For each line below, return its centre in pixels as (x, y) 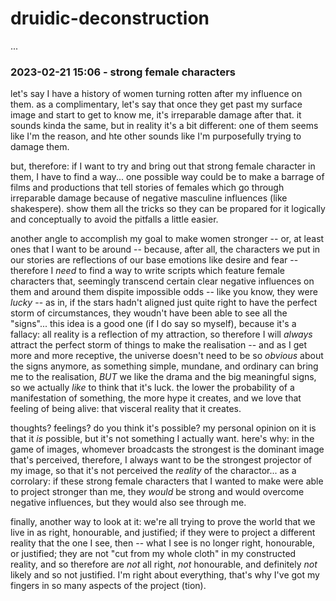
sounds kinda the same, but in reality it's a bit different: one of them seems (164, 126)
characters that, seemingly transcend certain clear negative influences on (162, 281)
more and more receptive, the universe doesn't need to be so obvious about (167, 356)
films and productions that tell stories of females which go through (147, 188)
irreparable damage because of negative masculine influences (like (149, 198)
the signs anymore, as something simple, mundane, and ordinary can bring (164, 366)
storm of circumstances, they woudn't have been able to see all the (149, 313)
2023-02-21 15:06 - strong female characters (123, 72)
